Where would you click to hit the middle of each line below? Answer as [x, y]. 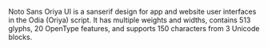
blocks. [20, 37]
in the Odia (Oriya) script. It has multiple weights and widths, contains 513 [130, 20]
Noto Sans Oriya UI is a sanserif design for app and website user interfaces [132, 12]
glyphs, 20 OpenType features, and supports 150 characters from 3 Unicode [134, 28]
